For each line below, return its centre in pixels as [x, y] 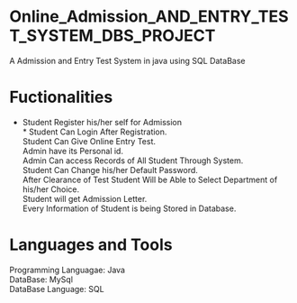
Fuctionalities [61, 97]
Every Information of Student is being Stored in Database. [129, 208]
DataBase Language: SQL [57, 289]
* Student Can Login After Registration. [94, 132]
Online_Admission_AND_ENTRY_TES [149, 17]
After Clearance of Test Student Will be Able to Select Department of [150, 179]
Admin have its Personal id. [73, 151]
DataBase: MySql [41, 279]
